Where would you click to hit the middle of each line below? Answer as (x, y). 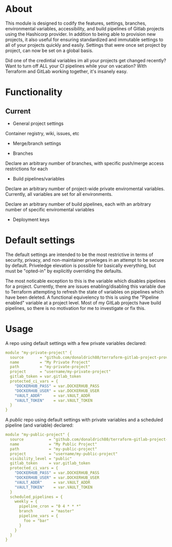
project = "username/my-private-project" (60, 372)
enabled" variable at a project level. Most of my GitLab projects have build (83, 303)
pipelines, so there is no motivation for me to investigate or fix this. (76, 308)
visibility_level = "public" (41, 459)
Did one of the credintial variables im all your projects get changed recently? (86, 60)
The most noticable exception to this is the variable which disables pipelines (85, 281)
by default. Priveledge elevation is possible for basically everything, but (81, 265)
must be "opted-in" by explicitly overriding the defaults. (64, 271)
